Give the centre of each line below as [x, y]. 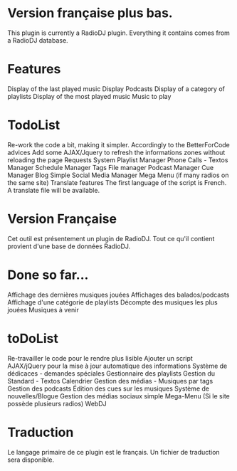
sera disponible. [31, 460]
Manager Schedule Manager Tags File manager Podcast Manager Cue [111, 167]
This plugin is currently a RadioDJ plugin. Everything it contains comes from [118, 33]
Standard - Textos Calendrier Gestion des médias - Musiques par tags [110, 381]
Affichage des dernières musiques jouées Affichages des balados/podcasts [118, 295]
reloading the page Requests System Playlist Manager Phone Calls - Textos [118, 160]
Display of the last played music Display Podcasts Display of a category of [116, 89]
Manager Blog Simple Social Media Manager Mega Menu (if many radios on [118, 175]
